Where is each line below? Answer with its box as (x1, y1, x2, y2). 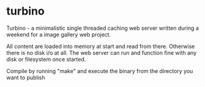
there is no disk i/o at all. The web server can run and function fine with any (6, 49, 197, 56)
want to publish (6, 74, 45, 81)
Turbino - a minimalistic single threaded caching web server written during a (6, 24, 199, 32)
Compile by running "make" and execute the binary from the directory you (6, 67, 193, 74)
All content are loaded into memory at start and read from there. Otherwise (6, 43, 195, 50)
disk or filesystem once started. (6, 55, 86, 63)
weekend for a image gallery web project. (6, 30, 111, 38)
